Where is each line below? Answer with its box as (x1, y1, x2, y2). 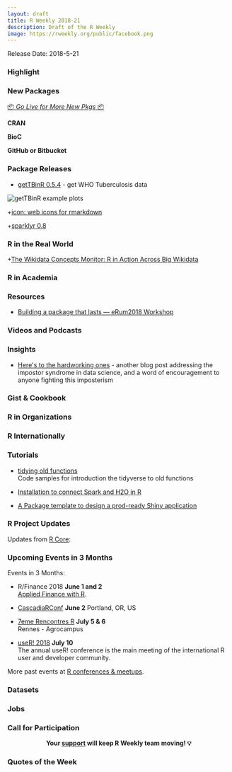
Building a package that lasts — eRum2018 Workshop (17, 308, 174, 316)
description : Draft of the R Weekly (7, 23, 115, 30)
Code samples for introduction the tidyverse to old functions (17, 473, 194, 482)
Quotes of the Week (7, 757, 77, 767)
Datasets (7, 685, 39, 695)
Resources (7, 292, 45, 301)
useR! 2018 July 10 (17, 638, 74, 647)
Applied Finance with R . (17, 590, 87, 599)
